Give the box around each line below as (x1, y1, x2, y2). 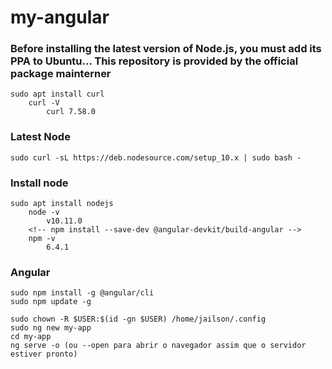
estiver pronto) (10, 349, 78, 360)
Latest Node (10, 130, 71, 144)
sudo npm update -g (10, 297, 92, 307)
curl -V (28, 98, 60, 108)
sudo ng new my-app (10, 323, 92, 333)
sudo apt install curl (10, 89, 105, 100)
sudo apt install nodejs (10, 199, 114, 209)
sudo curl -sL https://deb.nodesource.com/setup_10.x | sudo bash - (10, 152, 302, 163)
